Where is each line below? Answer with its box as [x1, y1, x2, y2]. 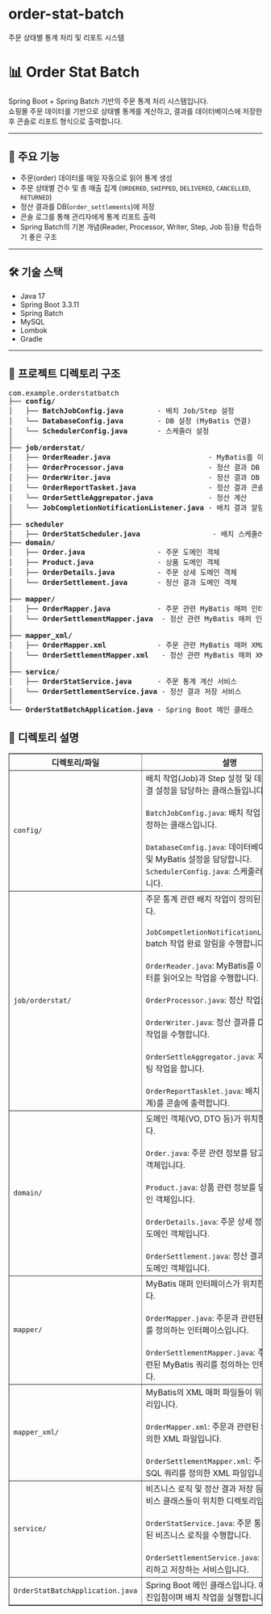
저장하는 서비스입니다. [169, 1564, 249, 1575]
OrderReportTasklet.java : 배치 [145, 1086, 261, 1097]
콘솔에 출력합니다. [165, 1098, 230, 1109]
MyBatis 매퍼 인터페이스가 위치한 [145, 1278, 265, 1289]
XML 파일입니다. [162, 1433, 222, 1444]
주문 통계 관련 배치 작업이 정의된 [145, 893, 261, 905]
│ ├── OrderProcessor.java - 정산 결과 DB [8, 463, 261, 473]
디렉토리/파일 [51, 757, 100, 768]
